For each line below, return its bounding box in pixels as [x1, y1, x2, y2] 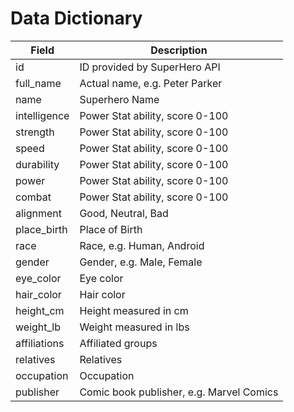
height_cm [15, 303, 65, 317]
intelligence [15, 108, 70, 122]
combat [15, 190, 52, 204]
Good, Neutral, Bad [79, 206, 169, 220]
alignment [15, 206, 63, 220]
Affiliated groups [79, 336, 158, 350]
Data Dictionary [10, 7, 143, 30]
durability [15, 157, 60, 171]
